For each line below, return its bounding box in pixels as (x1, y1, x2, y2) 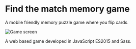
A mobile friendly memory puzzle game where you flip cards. (5, 19, 129, 25)
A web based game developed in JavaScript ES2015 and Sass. (5, 38, 132, 44)
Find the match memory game (5, 3, 130, 15)
